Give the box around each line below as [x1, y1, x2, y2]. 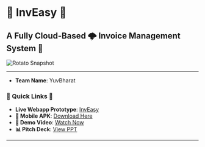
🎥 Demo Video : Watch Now [15, 119, 84, 126]
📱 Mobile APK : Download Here [15, 112, 93, 120]
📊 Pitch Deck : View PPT [15, 126, 77, 133]
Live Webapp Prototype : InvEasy [15, 106, 99, 113]
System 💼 [6, 43, 44, 54]
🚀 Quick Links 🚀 [6, 91, 54, 100]
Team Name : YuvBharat [15, 77, 76, 84]
